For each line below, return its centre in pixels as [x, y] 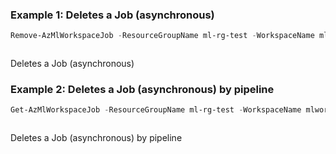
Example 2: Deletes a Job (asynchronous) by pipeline [142, 90]
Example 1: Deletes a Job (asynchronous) [112, 15]
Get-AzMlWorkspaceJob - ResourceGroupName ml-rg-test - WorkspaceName [156, 110]
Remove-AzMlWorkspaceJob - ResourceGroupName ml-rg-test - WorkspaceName [162, 36]
